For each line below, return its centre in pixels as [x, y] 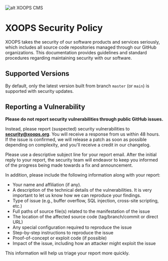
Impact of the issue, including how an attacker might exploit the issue [84, 243]
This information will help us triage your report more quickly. [67, 253]
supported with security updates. [40, 91]
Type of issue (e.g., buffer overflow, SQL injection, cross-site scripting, [86, 200]
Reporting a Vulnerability [45, 107]
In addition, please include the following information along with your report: [83, 175]
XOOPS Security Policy [54, 28]
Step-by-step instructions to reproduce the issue [63, 232]
